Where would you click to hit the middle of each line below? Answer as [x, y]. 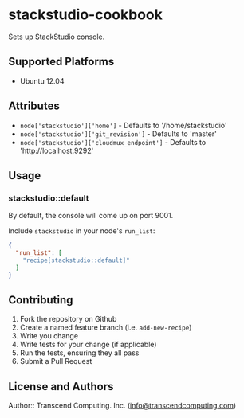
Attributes [34, 106]
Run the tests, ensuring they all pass [79, 353]
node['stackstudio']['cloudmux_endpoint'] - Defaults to [113, 142]
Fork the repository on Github [68, 319]
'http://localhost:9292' [57, 150]
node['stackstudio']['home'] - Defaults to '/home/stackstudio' [123, 125]
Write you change [49, 336]
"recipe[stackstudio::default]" [76, 260]
